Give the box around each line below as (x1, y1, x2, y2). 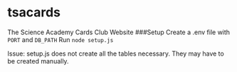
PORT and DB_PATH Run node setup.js (7, 35, 114, 43)
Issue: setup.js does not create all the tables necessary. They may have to (7, 49, 224, 58)
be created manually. (7, 56, 69, 65)
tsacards (7, 4, 61, 21)
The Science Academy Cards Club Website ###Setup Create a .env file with (7, 28, 230, 36)
